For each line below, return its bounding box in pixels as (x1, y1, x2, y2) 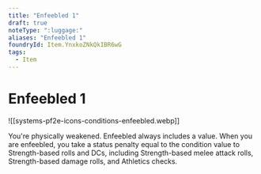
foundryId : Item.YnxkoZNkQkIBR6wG (8, 41, 123, 49)
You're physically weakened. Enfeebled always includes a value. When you (8, 131, 253, 141)
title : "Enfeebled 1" (8, 11, 80, 20)
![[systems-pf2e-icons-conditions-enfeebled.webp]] (8, 115, 180, 125)
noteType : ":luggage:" (8, 26, 83, 34)
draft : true (8, 19, 47, 27)
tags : (8, 48, 26, 56)
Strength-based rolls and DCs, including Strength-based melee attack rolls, (8, 148, 254, 157)
